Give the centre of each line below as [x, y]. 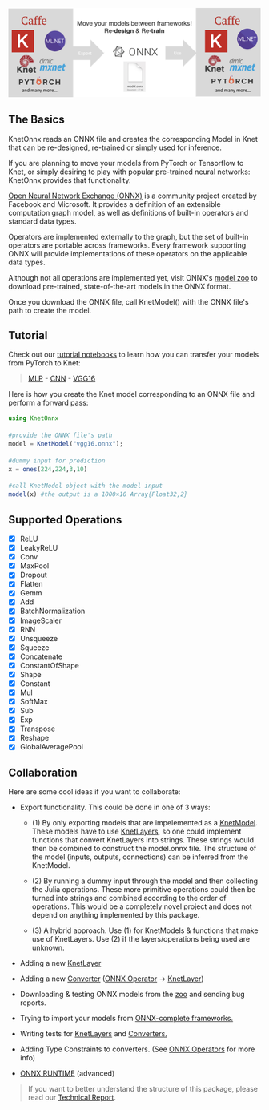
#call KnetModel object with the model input [85, 486]
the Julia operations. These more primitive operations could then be [144, 890]
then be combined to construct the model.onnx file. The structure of [144, 849]
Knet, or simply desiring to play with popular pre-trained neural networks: [129, 172]
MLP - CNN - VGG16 [62, 379]
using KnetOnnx [34, 418]
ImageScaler [41, 620]
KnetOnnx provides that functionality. [70, 180]
